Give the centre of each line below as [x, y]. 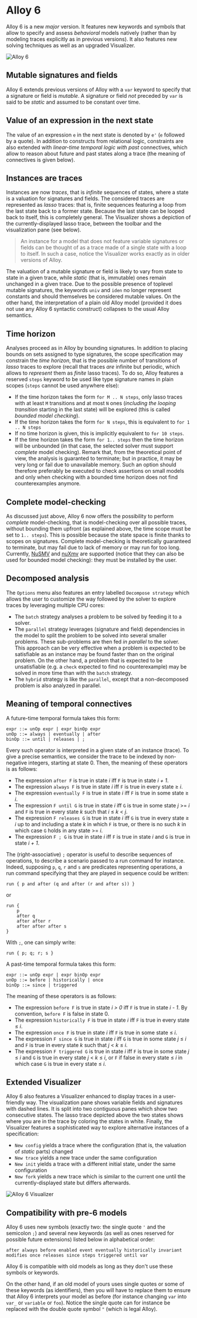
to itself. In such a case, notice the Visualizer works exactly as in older [105, 254]
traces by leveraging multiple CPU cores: [55, 605]
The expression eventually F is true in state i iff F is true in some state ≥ [102, 793]
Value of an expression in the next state [80, 120]
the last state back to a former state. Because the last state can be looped [95, 211]
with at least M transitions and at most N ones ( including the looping [95, 403]
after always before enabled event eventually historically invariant [94, 1250]
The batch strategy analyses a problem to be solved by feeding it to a [98, 617]
